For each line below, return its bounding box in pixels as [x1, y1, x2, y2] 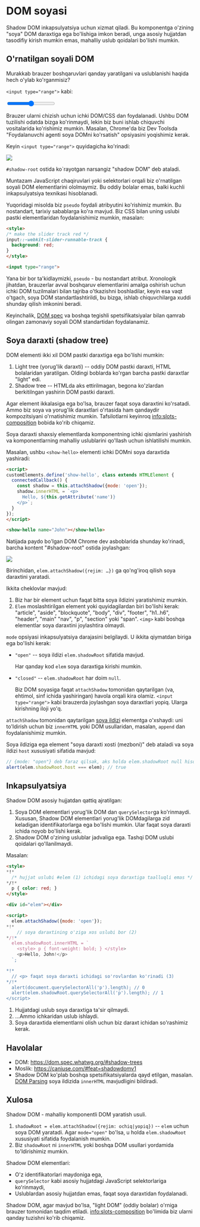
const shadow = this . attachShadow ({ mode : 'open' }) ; [17, 483, 148, 489]
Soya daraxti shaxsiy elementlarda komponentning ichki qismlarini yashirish [6, 430, 192, 437]
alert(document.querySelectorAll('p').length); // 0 [11, 984, 145, 990]
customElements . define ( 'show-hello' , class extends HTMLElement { [6, 472, 174, 478]
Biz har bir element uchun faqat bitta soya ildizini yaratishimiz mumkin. [14, 596, 188, 604]
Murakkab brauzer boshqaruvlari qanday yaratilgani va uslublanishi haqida [6, 70, 189, 77]
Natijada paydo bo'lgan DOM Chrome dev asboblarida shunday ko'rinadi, [6, 538, 185, 545]
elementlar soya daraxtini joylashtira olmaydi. [14, 622, 126, 629]
